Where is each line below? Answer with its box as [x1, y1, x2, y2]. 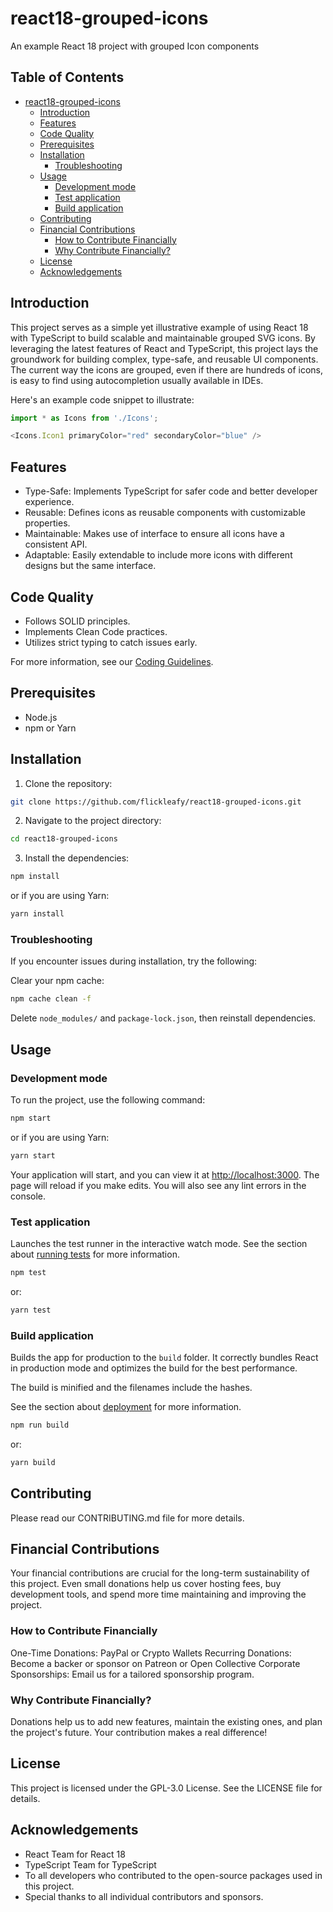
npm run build [10, 1420, 70, 1431]
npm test [10, 1267, 47, 1277]
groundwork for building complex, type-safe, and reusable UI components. [10, 353, 319, 365]
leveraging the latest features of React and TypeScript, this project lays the [10, 342, 319, 354]
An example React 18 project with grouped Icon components [10, 40, 260, 52]
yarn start [10, 1150, 56, 1161]
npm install [10, 872, 60, 882]
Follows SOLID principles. [24, 615, 131, 627]
